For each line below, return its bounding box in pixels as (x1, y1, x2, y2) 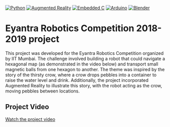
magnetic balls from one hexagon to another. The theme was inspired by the (5, 66, 165, 72)
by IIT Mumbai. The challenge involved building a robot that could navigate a (5, 55, 165, 61)
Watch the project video (5, 116, 56, 122)
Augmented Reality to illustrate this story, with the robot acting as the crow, (5, 82, 162, 88)
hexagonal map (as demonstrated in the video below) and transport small (5, 61, 158, 67)
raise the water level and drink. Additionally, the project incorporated (5, 77, 149, 83)
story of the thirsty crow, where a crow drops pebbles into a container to (5, 72, 157, 78)
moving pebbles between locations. (5, 88, 80, 94)
